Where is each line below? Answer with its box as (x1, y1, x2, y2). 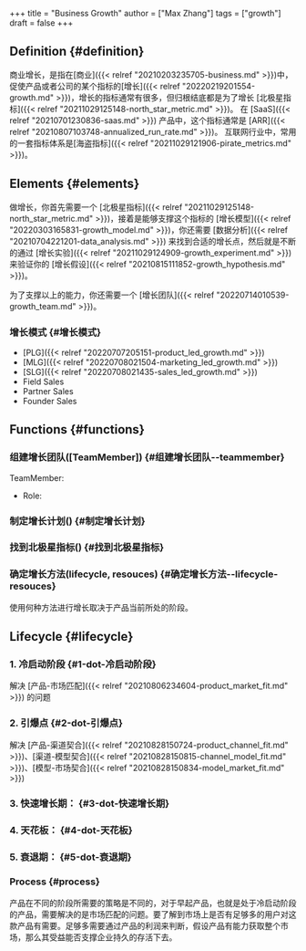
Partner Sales (22, 385, 75, 396)
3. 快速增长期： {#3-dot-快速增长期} (9, 797, 170, 810)
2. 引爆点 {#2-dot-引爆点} (9, 716, 123, 729)
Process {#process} (9, 875, 100, 888)
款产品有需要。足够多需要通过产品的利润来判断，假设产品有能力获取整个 (9, 920, 280, 931)
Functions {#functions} (9, 422, 146, 437)
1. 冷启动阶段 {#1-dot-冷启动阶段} (9, 658, 157, 671)
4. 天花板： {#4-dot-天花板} (9, 823, 134, 836)
